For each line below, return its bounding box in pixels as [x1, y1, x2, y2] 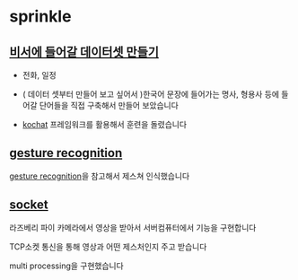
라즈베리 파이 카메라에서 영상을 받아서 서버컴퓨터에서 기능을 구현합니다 [9, 222, 257, 232]
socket [9, 197, 48, 213]
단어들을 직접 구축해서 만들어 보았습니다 [39, 101, 180, 110]
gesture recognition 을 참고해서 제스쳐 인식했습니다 [9, 171, 190, 181]
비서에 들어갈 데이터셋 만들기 [9, 44, 160, 59]
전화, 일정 [22, 70, 57, 80]
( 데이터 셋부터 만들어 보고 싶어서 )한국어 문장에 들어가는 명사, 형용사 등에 [22, 89, 280, 100]
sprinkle [9, 6, 72, 27]
